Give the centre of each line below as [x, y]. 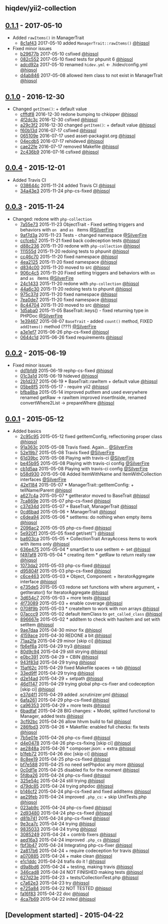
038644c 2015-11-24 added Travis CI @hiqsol [68, 185]
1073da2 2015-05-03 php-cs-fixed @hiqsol [65, 566]
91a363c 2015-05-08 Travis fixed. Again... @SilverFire [76, 447]
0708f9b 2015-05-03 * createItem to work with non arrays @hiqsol [90, 609]
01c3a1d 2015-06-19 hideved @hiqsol [59, 376]
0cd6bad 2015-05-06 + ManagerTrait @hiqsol [68, 512]
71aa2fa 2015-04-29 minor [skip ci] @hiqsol [66, 641]
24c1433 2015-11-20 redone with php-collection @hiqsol [80, 284]
